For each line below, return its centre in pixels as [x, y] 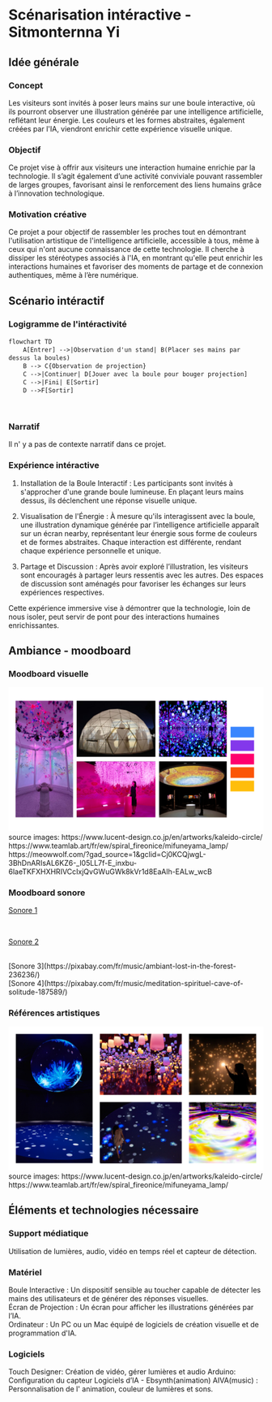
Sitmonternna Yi [64, 32]
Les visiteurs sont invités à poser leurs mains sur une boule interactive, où [132, 102]
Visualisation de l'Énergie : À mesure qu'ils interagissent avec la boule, [138, 516]
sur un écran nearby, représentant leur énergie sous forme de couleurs [138, 533]
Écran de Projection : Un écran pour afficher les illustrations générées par [131, 1307]
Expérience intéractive [54, 465]
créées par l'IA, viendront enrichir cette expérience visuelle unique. [120, 128]
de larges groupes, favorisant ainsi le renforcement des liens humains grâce [135, 185]
